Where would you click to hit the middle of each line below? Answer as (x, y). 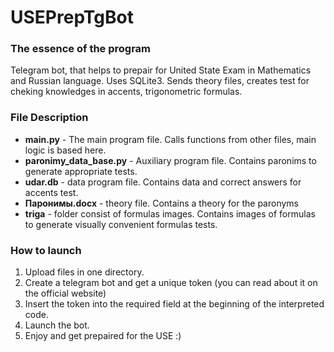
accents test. (51, 192)
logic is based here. (65, 150)
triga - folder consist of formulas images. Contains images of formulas (170, 213)
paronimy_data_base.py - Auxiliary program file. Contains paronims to (170, 160)
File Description (49, 118)
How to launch (46, 250)
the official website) (65, 293)
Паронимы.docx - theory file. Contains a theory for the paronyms (161, 203)
